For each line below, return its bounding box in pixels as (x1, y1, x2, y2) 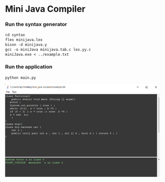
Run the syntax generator (5, 21, 67, 28)
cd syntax (5, 33, 26, 38)
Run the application (5, 64, 53, 70)
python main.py (5, 75, 36, 80)
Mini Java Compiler (5, 3, 86, 15)
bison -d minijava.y (5, 43, 48, 47)
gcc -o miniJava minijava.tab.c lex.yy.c (5, 47, 91, 52)
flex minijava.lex (5, 38, 43, 43)
